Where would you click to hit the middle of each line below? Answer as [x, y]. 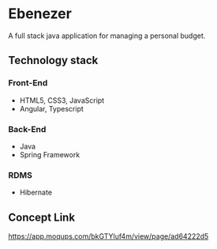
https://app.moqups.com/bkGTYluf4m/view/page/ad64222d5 [108, 236]
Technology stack [53, 60]
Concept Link [42, 217]
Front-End [28, 83]
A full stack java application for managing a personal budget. [107, 36]
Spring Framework [50, 154]
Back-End [27, 129]
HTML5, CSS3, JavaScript [62, 100]
